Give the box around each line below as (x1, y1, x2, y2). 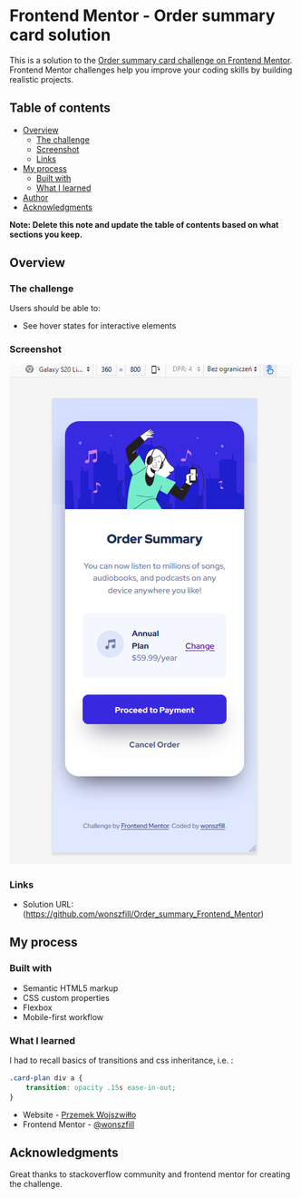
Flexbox (22, 1002, 53, 1013)
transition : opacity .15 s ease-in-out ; (25, 1083, 177, 1092)
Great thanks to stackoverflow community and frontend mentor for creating (9, 1169, 291, 1180)
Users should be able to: (9, 303, 102, 314)
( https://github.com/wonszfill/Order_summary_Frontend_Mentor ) (22, 908, 265, 919)
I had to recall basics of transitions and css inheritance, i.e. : (9, 1055, 234, 1066)
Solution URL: (22, 899, 74, 910)
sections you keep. (9, 229, 83, 240)
